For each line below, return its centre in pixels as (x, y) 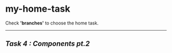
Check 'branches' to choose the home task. (52, 23)
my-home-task (38, 9)
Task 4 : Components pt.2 (48, 44)
